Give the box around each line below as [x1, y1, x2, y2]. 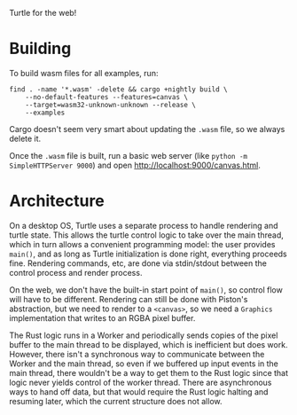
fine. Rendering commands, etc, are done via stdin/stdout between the [9, 257, 268, 269]
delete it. [9, 133, 42, 144]
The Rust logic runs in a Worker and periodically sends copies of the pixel [9, 330, 278, 341]
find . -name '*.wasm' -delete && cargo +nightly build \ [9, 84, 228, 94]
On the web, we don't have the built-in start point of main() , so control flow [9, 284, 284, 295]
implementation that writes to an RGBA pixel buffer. [9, 312, 196, 323]
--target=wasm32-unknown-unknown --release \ [25, 100, 197, 109]
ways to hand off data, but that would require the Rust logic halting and [9, 386, 269, 397]
